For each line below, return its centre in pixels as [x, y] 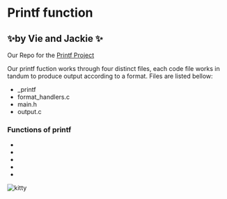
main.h [27, 104]
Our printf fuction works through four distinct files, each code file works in [114, 69]
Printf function [50, 13]
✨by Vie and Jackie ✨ [55, 39]
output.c [29, 112]
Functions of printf [39, 129]
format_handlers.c [44, 97]
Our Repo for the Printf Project [51, 55]
